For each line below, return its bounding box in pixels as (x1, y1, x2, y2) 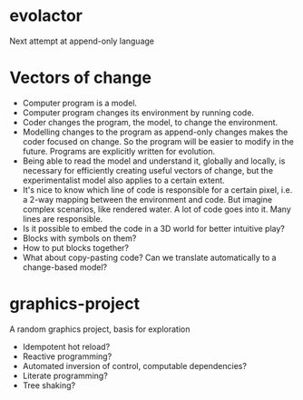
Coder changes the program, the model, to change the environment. (22, 116, 279, 127)
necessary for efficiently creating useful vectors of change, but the (22, 165, 274, 175)
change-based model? (22, 261, 107, 273)
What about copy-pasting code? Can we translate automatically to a (22, 252, 277, 263)
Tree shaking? (22, 379, 75, 391)
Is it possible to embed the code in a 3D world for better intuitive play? (22, 223, 286, 234)
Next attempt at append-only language (9, 35, 154, 46)
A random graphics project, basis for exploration (9, 324, 191, 335)
